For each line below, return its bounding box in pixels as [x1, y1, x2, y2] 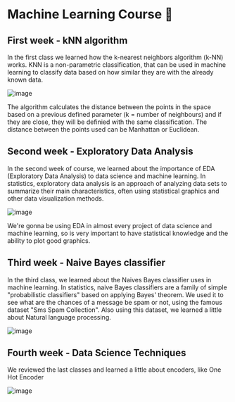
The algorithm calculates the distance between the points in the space [7, 103, 211, 111]
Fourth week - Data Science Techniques [7, 347, 186, 359]
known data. [7, 75, 44, 84]
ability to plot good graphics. [7, 236, 91, 245]
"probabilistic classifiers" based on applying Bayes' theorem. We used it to [7, 290, 224, 299]
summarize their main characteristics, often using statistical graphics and [7, 187, 220, 195]
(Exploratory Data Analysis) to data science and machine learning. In [7, 172, 206, 180]
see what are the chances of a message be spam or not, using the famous [7, 298, 223, 306]
